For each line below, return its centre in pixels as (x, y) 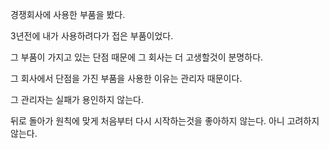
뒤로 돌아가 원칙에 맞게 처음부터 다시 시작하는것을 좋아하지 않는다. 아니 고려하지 (165, 121)
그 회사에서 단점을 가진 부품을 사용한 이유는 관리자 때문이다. (126, 78)
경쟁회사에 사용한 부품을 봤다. (68, 14)
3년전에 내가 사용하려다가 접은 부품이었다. (92, 36)
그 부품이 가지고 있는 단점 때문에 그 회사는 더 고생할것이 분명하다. (137, 57)
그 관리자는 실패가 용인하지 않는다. (77, 99)
